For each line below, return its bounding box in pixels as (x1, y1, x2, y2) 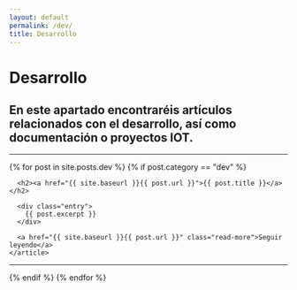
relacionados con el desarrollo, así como (9, 116, 237, 131)
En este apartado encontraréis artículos (9, 103, 232, 118)
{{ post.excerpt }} (25, 210, 97, 219)
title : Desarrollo (9, 29, 77, 38)
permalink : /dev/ (9, 21, 73, 30)
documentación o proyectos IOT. (9, 130, 194, 145)
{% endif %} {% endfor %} (9, 272, 107, 283)
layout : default (9, 12, 69, 22)
